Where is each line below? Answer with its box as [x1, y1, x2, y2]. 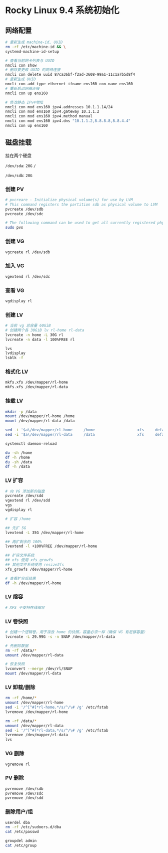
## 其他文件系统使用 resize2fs [5, 562, 64, 567]
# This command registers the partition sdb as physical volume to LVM [5, 202, 157, 207]
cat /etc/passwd [5, 829, 39, 834]
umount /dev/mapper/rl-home [5, 700, 64, 705]
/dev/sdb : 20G [5, 172, 32, 178]
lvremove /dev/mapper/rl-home [5, 709, 68, 715]
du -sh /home [5, 450, 32, 455]
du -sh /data [5, 459, 32, 464]
